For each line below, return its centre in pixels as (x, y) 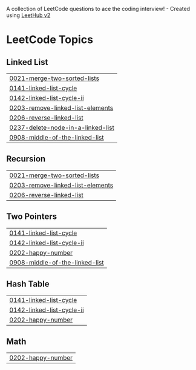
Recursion (26, 159)
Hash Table (28, 284)
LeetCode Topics (50, 40)
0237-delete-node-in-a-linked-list (62, 128)
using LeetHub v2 (28, 15)
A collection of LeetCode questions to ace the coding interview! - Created (98, 9)
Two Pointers (32, 217)
